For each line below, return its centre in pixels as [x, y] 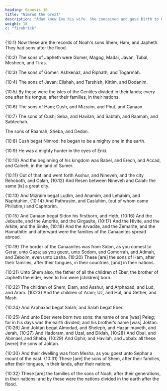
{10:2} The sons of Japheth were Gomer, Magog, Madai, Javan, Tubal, [77, 57]
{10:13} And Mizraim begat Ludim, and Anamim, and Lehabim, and [73, 195]
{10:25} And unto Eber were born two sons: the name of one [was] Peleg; [80, 317]
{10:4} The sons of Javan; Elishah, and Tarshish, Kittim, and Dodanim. [77, 82]
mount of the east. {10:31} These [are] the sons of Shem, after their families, [83, 359]
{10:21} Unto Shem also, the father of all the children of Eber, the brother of [82, 272]
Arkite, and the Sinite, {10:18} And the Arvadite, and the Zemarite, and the [80, 226]
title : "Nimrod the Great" [33, 14]
